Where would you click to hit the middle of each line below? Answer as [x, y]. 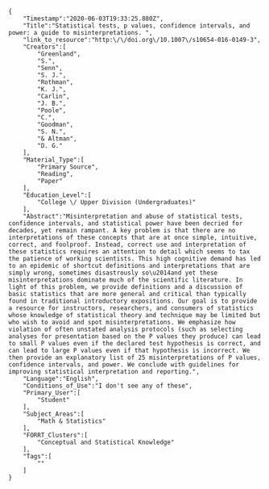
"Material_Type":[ [54, 160]
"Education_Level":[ [57, 195]
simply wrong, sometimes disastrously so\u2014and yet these [113, 273]
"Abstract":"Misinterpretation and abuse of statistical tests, [133, 216]
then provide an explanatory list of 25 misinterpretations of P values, [135, 357]
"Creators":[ [45, 47]
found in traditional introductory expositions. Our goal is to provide [133, 301]
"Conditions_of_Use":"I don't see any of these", [108, 386]
